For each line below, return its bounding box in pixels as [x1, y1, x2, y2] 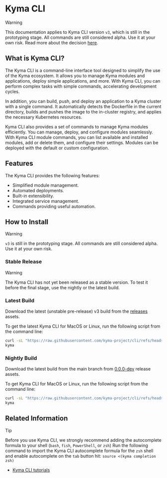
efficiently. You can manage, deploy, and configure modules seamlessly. [5, 129, 153, 135]
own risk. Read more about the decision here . [5, 39, 98, 45]
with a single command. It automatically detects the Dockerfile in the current [5, 103, 162, 110]
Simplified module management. [12, 182, 79, 188]
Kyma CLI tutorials [12, 467, 50, 473]
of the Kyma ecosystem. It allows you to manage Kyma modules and [5, 73, 145, 79]
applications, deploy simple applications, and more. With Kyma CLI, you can [5, 78, 161, 84]
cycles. [5, 88, 20, 95]
